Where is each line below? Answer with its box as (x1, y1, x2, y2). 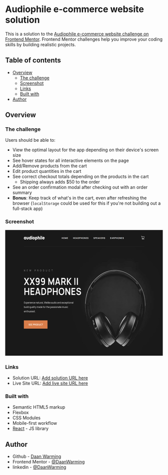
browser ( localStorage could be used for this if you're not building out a (12, 200, 161, 207)
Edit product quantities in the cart (12, 168, 81, 174)
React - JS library (12, 426, 49, 432)
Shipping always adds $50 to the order (19, 179, 100, 185)
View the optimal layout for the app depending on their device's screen (12, 147, 159, 153)
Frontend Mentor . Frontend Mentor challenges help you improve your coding (5, 36, 163, 42)
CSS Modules (12, 415, 41, 421)
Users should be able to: (5, 137, 56, 143)
